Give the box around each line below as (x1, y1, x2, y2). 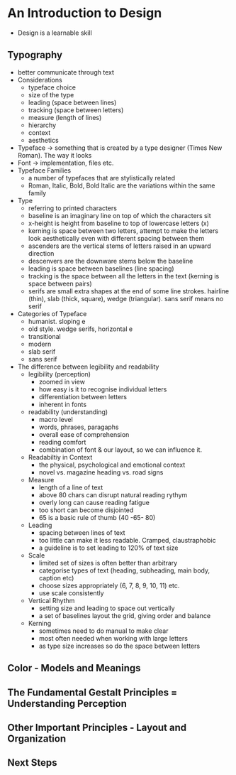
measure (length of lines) (28, 113, 102, 121)
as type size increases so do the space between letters (38, 641, 201, 650)
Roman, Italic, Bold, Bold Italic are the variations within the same (28, 181, 215, 190)
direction (28, 249, 55, 257)
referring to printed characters (28, 204, 117, 212)
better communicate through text (17, 67, 115, 76)
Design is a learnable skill (17, 28, 92, 37)
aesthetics (28, 136, 59, 144)
